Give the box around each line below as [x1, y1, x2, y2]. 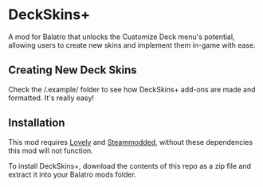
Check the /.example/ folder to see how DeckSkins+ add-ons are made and [8, 84, 257, 94]
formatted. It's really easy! [8, 93, 94, 103]
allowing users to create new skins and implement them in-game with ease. [8, 40, 257, 49]
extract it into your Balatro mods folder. [8, 169, 137, 179]
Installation [8, 116, 65, 130]
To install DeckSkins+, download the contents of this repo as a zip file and [8, 161, 252, 170]
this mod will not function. [8, 146, 93, 155]
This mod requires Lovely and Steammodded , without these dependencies [8, 137, 253, 146]
